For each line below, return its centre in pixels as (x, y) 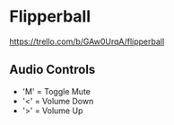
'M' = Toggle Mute (57, 91)
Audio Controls (52, 70)
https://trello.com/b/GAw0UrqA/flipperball (87, 41)
